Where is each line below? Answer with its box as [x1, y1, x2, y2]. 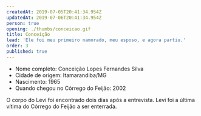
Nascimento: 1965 [15, 78, 61, 85]
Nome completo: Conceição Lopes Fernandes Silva [15, 65, 144, 72]
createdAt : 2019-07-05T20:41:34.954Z [6, 9, 102, 15]
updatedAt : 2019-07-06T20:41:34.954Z [6, 15, 102, 21]
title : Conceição [6, 32, 50, 38]
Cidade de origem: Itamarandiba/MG [15, 71, 107, 79]
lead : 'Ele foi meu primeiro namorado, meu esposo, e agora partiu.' [6, 37, 186, 43]
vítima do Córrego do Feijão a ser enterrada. [6, 103, 117, 110]
